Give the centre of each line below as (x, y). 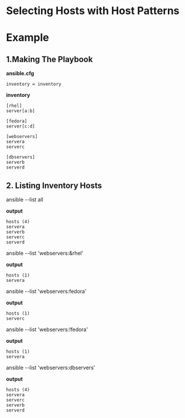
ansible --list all (25, 200)
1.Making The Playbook (49, 59)
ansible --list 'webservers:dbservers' (51, 368)
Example (28, 38)
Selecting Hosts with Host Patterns (93, 11)
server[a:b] (20, 111)
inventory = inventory (34, 84)
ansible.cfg (20, 73)
